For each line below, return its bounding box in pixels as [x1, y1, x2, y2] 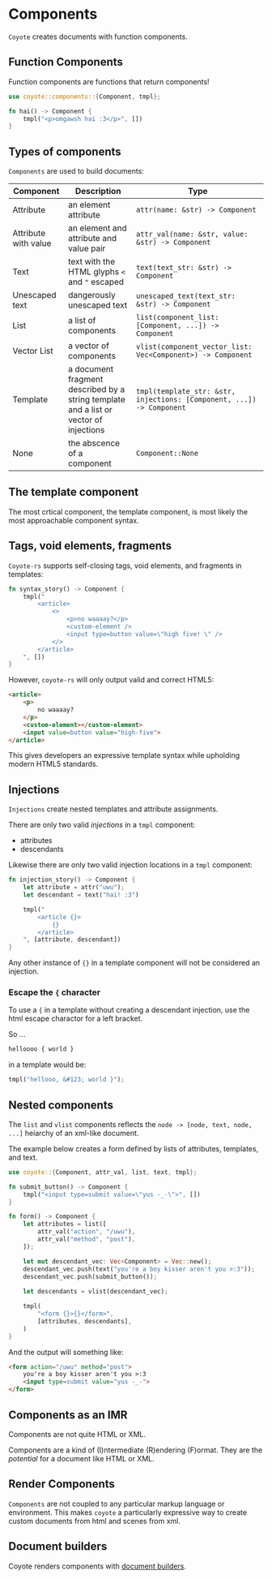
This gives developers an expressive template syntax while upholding [8, 751, 240, 760]
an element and [67, 222, 127, 234]
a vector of [67, 340, 109, 351]
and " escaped [67, 277, 124, 288]
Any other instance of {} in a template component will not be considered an [8, 958, 261, 968]
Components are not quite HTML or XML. [8, 1429, 146, 1439]
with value [12, 238, 52, 249]
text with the [67, 256, 116, 268]
